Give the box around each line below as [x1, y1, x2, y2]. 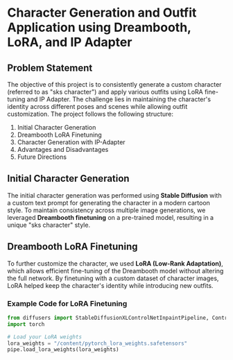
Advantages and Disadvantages [17, 146, 109, 153]
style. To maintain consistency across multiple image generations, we [7, 206, 206, 214]
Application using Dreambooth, [7, 19, 191, 35]
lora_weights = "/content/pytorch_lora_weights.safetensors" [7, 340, 188, 347]
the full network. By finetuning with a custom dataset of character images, [7, 274, 219, 282]
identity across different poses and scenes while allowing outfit [7, 103, 188, 110]
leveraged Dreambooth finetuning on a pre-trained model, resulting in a [7, 213, 214, 221]
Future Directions [17, 153, 67, 161]
